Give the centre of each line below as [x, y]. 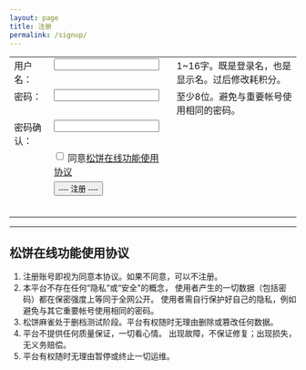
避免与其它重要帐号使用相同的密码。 [91, 311]
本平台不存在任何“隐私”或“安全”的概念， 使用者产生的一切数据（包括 [151, 288]
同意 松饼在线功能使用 [113, 159]
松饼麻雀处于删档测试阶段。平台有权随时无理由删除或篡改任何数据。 [150, 322]
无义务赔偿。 [46, 345]
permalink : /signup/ [49, 35]
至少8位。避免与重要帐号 [229, 97]
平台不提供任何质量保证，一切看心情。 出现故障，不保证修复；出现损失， [159, 334]
